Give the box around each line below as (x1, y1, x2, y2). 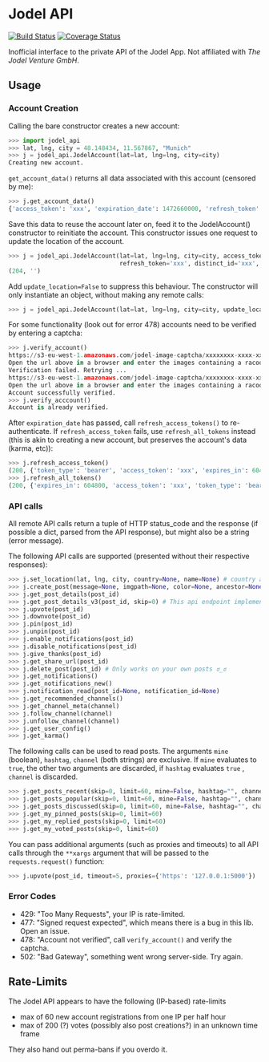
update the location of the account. (8, 236, 125, 245)
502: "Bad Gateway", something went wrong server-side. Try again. (19, 951, 243, 961)
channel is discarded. (8, 772, 78, 782)
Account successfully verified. (8, 388, 116, 397)
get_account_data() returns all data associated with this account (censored (8, 173, 256, 183)
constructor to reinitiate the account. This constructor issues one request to (8, 228, 258, 237)
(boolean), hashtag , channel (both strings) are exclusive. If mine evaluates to (8, 755, 258, 764)
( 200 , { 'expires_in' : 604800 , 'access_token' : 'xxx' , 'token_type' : (8, 481, 242, 489)
